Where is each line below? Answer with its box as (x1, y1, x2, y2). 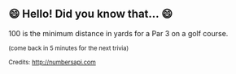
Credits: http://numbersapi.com (8, 58, 96, 66)
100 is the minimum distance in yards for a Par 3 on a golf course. (8, 28, 229, 38)
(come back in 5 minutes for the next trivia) (8, 44, 129, 52)
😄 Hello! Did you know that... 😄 (8, 7, 173, 21)
